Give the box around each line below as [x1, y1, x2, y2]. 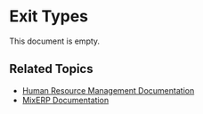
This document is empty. [9, 36, 101, 46]
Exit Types [9, 6, 89, 27]
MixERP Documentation [21, 94, 110, 105]
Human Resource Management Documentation [21, 85, 195, 95]
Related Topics [9, 61, 93, 77]
